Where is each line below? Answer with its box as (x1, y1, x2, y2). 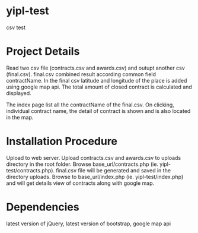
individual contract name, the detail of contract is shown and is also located (6, 107, 191, 114)
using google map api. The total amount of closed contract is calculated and (6, 83, 193, 90)
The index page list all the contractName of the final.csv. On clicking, (6, 101, 175, 108)
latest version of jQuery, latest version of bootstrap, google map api (6, 220, 171, 227)
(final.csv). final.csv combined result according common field (6, 70, 156, 78)
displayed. (6, 89, 31, 96)
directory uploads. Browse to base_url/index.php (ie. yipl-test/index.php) (6, 173, 184, 180)
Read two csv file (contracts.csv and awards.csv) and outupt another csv (6, 64, 185, 71)
